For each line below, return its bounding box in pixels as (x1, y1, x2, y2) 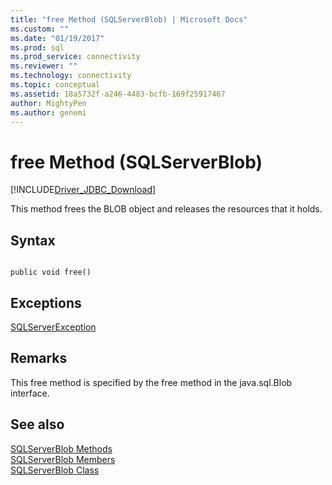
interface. (10, 387, 50, 399)
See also (10, 416, 65, 433)
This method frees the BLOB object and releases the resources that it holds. (10, 203, 323, 215)
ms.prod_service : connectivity (10, 52, 141, 62)
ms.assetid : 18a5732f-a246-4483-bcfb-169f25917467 (10, 89, 226, 99)
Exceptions (10, 294, 82, 311)
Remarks (10, 350, 68, 367)
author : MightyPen (10, 98, 87, 108)
